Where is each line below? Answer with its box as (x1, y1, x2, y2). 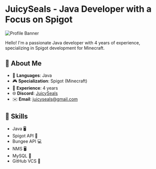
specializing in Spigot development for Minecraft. (5, 45, 105, 51)
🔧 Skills (5, 112, 28, 121)
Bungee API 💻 (12, 138, 42, 144)
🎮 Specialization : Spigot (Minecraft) (12, 78, 88, 84)
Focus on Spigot (5, 14, 73, 25)
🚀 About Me (5, 59, 42, 68)
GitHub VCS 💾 (12, 158, 41, 164)
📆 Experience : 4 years (12, 85, 58, 91)
